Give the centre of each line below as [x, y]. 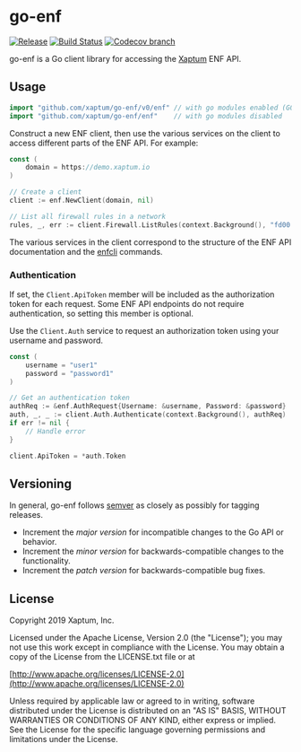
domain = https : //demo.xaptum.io [88, 168]
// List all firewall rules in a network [88, 216]
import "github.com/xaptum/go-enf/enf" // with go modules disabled [146, 116]
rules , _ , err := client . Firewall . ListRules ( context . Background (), [138, 225]
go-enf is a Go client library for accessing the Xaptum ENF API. [125, 58]
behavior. [39, 542]
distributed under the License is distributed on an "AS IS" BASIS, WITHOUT [148, 711]
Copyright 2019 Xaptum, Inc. [62, 620]
